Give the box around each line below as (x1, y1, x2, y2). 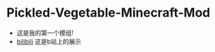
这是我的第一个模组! (16, 28, 74, 37)
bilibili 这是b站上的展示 (16, 37, 81, 46)
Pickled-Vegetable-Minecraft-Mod (6, 5, 211, 21)
